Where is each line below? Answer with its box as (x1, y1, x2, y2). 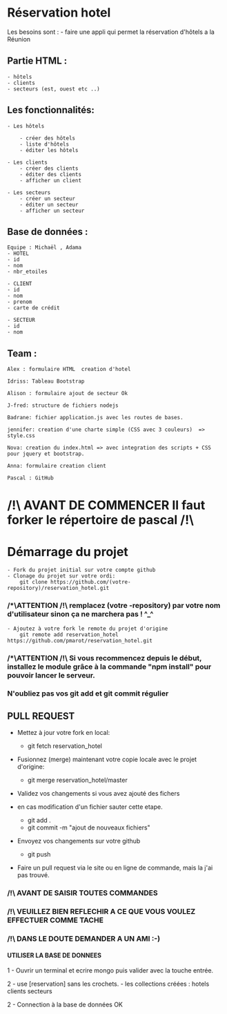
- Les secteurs (7, 189, 51, 196)
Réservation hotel (7, 5, 111, 21)
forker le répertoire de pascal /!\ (7, 513, 195, 528)
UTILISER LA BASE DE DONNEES (7, 951, 102, 959)
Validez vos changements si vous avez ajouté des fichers (17, 790, 180, 798)
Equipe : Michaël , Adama (7, 244, 81, 251)
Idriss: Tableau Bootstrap (7, 378, 85, 385)
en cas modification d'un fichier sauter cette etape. (17, 803, 164, 811)
